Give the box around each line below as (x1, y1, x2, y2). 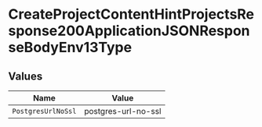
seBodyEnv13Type (8, 39, 132, 56)
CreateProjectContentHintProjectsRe (8, 5, 255, 23)
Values (8, 69, 43, 83)
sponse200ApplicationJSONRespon (8, 22, 250, 40)
